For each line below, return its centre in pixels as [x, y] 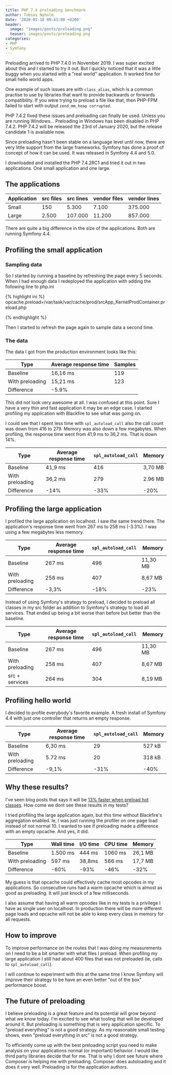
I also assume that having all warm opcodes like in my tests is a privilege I [83, 903]
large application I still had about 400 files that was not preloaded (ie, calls [84, 958]
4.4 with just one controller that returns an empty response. [68, 718]
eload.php [16, 308]
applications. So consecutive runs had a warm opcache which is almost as [84, 887]
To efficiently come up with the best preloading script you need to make [81, 1045]
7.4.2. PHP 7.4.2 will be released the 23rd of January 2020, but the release [84, 126]
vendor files [108, 199]
